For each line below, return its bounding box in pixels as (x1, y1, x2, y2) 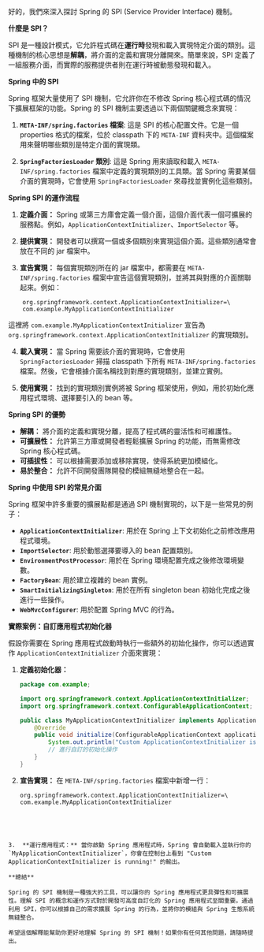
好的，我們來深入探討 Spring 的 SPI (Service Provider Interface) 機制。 (8, 7, 237, 16)
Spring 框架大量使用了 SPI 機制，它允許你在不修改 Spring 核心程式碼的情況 (8, 94, 251, 102)
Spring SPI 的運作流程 (8, 193, 80, 203)
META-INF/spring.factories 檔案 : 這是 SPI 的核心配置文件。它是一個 (19, 121, 239, 129)
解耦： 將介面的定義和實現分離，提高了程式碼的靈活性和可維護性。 (19, 426, 236, 436)
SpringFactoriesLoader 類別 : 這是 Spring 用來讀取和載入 (19, 157, 201, 165)
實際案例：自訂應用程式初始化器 (8, 622, 112, 630)
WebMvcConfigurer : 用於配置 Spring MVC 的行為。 (19, 605, 179, 614)
